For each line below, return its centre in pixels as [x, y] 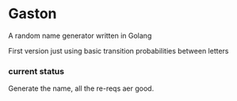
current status [36, 71]
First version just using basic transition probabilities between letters [118, 50]
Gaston [32, 14]
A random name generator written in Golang [80, 36]
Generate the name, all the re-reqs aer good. [81, 88]
